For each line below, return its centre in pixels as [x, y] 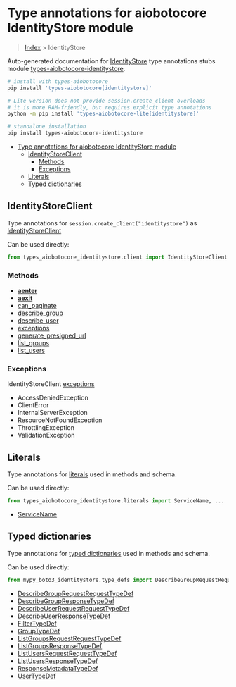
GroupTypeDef [39, 631]
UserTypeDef [37, 676]
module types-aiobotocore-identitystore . [66, 68]
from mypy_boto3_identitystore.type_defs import [80, 580]
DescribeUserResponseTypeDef [64, 616]
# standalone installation [47, 127]
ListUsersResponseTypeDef [58, 661]
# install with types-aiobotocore [58, 81]
